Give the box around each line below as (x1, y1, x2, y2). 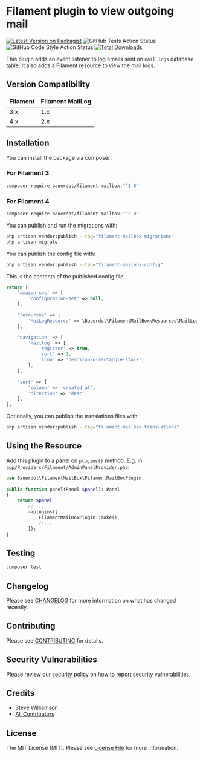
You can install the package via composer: (6, 154, 112, 161)
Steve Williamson (14, 704, 59, 712)
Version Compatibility (6, 79, 91, 90)
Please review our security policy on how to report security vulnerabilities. (6, 670, 191, 678)
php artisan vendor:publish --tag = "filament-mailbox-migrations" (6, 233, 174, 240)
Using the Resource (6, 441, 82, 451)
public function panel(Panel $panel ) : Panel (6, 486, 120, 493)
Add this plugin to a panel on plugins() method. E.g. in (6, 457, 143, 464)
